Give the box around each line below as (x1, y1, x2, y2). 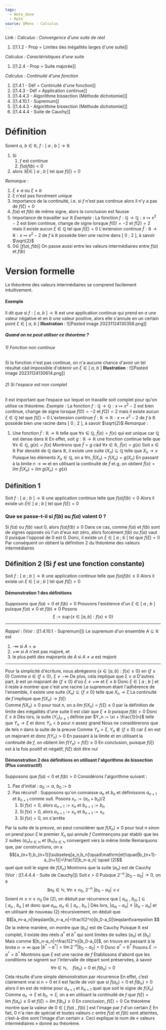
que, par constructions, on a (5, 844, 63, 850)
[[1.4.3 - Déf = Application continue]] (12, 88, 87, 94)
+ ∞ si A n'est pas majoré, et (12, 649, 70, 655)
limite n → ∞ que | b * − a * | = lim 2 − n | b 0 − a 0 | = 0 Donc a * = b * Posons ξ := (5, 943, 157, 951)
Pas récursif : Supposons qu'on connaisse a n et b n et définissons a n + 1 (12, 789, 157, 797)
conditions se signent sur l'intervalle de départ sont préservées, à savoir (5, 956, 152, 962)
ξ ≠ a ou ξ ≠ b (12, 187, 42, 193)
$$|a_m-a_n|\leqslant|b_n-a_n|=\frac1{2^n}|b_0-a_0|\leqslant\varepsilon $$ (6, 916, 160, 922)
